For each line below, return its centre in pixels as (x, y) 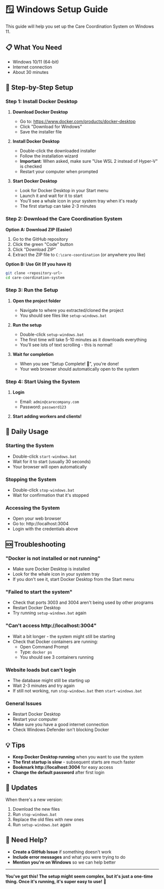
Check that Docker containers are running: (55, 642)
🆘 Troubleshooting (36, 544)
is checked (31, 166)
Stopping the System (31, 479)
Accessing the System (33, 508)
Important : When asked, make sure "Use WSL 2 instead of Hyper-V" (89, 161)
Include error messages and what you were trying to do (69, 857)
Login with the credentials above (45, 529)
